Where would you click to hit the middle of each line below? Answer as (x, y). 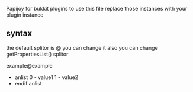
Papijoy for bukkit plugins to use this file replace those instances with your (97, 9)
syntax (19, 34)
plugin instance (25, 15)
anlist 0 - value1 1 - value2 (46, 77)
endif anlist (28, 83)
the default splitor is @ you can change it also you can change (82, 47)
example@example (30, 65)
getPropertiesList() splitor (37, 54)
